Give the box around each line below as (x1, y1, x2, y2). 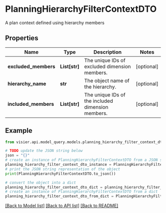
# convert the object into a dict (5, 180, 77, 185)
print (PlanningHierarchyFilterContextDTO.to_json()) (5, 171, 116, 176)
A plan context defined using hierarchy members (5, 20, 105, 26)
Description (93, 48, 122, 55)
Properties (5, 34, 39, 42)
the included (83, 97, 113, 104)
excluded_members (7, 63, 55, 70)
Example (5, 126, 33, 135)
